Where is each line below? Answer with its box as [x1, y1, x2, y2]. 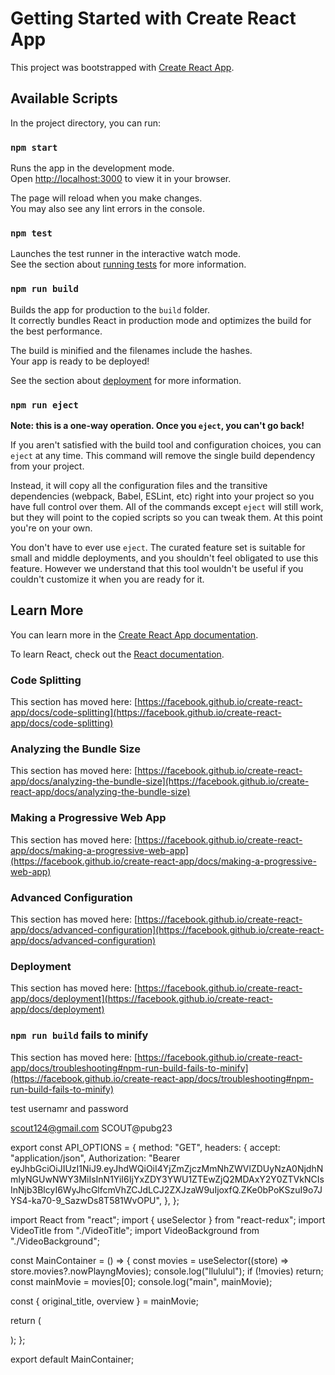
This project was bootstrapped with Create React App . [10, 61, 235, 73]
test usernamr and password [10, 1102, 129, 1114]
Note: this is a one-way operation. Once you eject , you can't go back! [10, 419, 305, 431]
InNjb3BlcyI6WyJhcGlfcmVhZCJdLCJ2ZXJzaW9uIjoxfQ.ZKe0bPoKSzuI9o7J [10, 1183, 323, 1196]
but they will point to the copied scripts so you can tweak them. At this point [10, 511, 323, 523]
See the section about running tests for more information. [10, 258, 247, 271]
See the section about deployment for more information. [10, 374, 242, 386]
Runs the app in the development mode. [10, 162, 175, 174]
